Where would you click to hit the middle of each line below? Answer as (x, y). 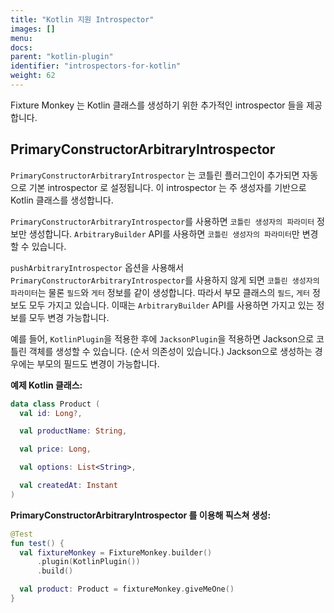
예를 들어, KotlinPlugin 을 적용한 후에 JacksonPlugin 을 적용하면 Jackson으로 (162, 338)
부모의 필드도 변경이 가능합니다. (98, 363)
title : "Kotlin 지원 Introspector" (82, 19)
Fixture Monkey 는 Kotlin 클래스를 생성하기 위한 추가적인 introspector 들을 (157, 105)
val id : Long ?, (51, 413)
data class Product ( (55, 404)
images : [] (33, 29)
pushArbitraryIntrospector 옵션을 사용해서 (97, 267)
